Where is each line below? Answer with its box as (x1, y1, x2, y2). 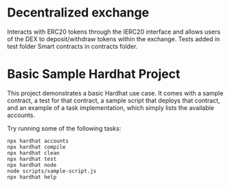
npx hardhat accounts (7, 137, 69, 144)
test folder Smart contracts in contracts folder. (7, 42, 138, 50)
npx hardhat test (7, 155, 57, 162)
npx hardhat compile (7, 143, 67, 151)
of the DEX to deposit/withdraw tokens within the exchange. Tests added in (7, 34, 220, 43)
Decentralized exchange (7, 5, 150, 21)
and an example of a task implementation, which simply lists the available (7, 103, 215, 111)
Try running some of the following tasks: (7, 124, 122, 132)
